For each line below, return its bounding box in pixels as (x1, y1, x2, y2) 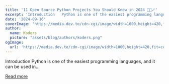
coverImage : (5, 21, 30, 26)
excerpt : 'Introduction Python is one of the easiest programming (5, 12, 152, 17)
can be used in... (5, 63, 40, 69)
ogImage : (5, 40, 24, 45)
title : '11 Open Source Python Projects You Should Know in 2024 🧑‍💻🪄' (5, 7, 158, 12)
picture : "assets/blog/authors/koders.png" (10, 35, 102, 40)
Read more (5, 73, 28, 79)
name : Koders (10, 30, 37, 35)
